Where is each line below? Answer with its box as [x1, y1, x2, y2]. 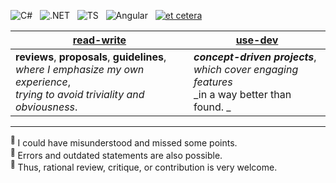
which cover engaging [193, 63, 299, 76]
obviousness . [15, 100, 78, 114]
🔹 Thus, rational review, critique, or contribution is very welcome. [10, 160, 278, 173]
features [193, 75, 233, 89]
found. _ [193, 100, 232, 114]
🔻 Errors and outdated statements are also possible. [10, 147, 223, 161]
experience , [15, 75, 71, 89]
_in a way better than [193, 88, 292, 101]
